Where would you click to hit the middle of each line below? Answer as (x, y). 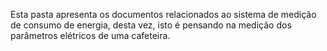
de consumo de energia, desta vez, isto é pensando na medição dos (151, 25)
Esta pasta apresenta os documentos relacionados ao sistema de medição (163, 14)
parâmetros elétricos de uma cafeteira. (90, 35)
